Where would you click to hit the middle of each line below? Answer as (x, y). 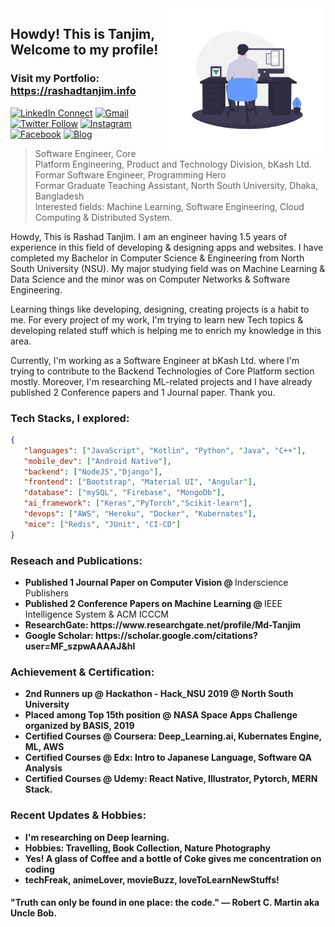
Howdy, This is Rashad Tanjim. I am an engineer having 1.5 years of (149, 236)
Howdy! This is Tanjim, (82, 34)
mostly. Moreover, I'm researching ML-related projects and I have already (161, 381)
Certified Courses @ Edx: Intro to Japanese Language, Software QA (168, 758)
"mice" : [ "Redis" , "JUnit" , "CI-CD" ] (102, 524)
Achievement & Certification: (82, 672)
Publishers (46, 593)
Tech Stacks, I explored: (70, 418)
